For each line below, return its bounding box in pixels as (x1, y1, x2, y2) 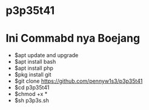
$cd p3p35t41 (14, 84, 50, 91)
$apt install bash (14, 58, 56, 66)
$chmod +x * (14, 91, 48, 98)
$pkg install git (14, 71, 52, 78)
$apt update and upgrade (14, 52, 79, 59)
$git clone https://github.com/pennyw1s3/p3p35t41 (14, 77, 143, 85)
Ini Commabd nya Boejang (5, 32, 141, 46)
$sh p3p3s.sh (14, 97, 49, 104)
